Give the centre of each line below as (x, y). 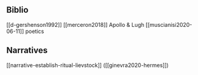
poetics (35, 31)
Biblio (17, 10)
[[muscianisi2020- (169, 24)
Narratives (27, 50)
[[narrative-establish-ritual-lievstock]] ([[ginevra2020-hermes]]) (88, 65)
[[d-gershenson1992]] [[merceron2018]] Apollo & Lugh (75, 24)
